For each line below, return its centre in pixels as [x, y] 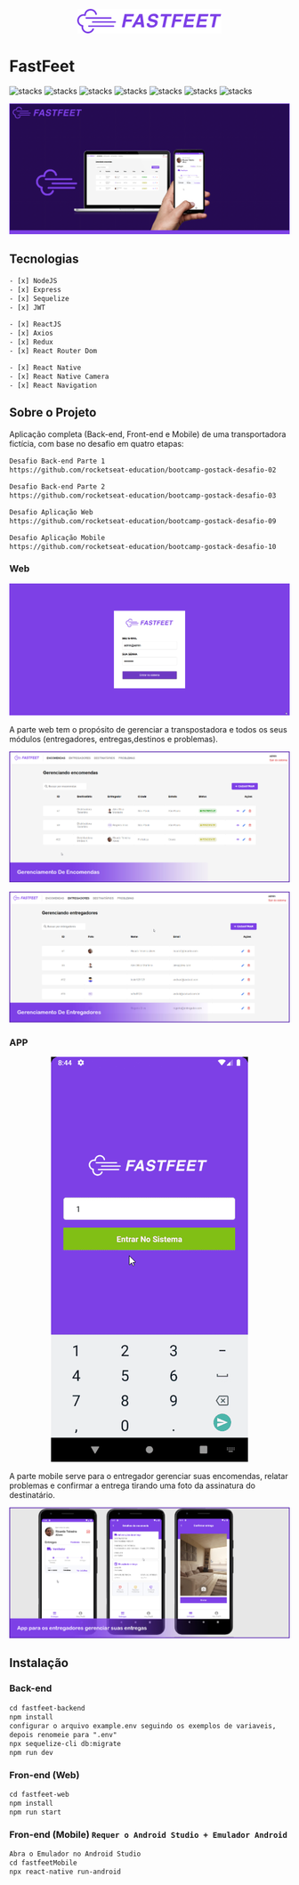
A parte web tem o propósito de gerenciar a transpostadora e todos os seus [148, 729]
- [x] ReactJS [36, 324]
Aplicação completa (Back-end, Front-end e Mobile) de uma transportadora [148, 434]
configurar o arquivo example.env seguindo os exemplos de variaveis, [143, 1726]
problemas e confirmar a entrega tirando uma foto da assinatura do [133, 1485]
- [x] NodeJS [33, 280]
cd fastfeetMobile [43, 1863]
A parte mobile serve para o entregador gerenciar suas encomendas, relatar [149, 1476]
